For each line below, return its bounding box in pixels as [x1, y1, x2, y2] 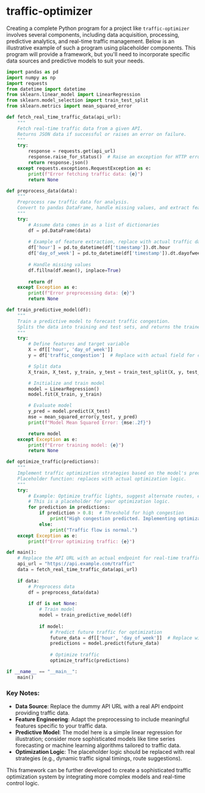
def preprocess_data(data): [6, 188, 78, 194]
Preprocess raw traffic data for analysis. [17, 199, 130, 206]
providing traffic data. [15, 709, 70, 717]
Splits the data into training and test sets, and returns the [17, 324, 182, 330]
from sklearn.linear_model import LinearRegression [6, 92, 140, 98]
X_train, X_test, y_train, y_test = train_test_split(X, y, [28, 369, 184, 375]
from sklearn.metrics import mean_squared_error [6, 103, 132, 110]
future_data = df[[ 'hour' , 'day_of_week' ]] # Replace [49, 635, 192, 641]
